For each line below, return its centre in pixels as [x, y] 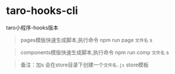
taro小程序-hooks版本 [32, 27]
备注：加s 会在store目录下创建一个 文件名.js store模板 [85, 65]
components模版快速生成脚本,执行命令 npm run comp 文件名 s [95, 52]
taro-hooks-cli [42, 11]
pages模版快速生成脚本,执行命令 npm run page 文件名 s [86, 40]
